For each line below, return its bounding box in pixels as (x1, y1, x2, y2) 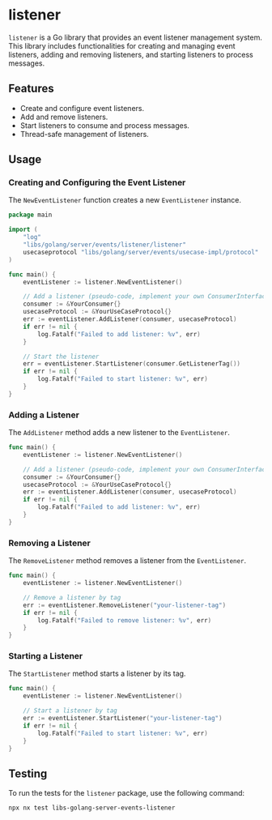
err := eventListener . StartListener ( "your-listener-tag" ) (23, 715, 223, 723)
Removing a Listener (8, 537, 91, 549)
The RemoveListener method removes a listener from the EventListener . (8, 556, 247, 566)
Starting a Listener (8, 651, 83, 662)
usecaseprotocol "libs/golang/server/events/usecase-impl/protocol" (23, 248, 259, 256)
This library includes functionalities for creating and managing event (8, 41, 236, 50)
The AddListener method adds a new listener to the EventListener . (8, 428, 231, 438)
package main (8, 211, 53, 220)
